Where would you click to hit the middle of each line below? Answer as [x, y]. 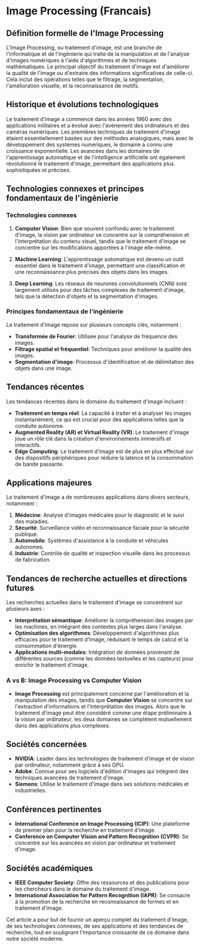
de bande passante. [39, 464]
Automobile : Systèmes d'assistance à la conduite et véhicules [92, 541]
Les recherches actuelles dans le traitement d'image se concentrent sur [95, 602]
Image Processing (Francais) [79, 11]
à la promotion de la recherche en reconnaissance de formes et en [97, 901]
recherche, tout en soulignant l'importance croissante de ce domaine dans [98, 932]
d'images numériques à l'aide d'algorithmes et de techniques [81, 60]
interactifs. [28, 445]
